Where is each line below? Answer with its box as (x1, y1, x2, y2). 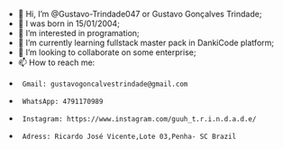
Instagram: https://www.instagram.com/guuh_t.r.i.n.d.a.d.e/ (22, 115, 257, 124)
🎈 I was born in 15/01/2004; (17, 18, 120, 29)
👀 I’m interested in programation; (17, 28, 140, 38)
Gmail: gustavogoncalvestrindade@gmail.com (22, 79, 188, 88)
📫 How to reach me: (17, 57, 96, 68)
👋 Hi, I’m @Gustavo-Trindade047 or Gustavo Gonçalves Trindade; (17, 9, 262, 19)
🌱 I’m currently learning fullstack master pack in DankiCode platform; (17, 37, 275, 48)
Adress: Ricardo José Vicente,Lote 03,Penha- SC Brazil (22, 132, 237, 141)
